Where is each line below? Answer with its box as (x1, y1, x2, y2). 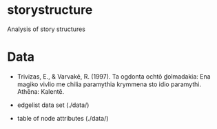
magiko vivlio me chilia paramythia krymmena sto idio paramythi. (17, 80, 202, 88)
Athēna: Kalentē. (17, 87, 65, 95)
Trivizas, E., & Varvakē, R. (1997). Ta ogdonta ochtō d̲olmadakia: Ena (17, 72, 211, 81)
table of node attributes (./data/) (17, 114, 109, 122)
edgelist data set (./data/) (17, 101, 90, 109)
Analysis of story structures (7, 25, 86, 33)
